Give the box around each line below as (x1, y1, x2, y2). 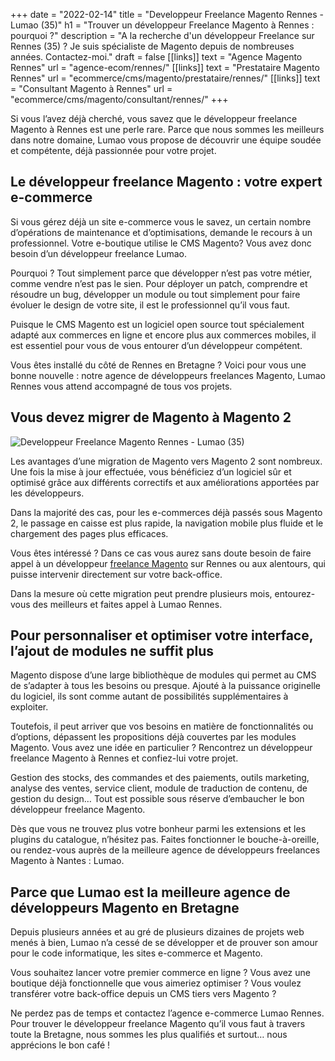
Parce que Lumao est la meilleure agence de (10, 884, 291, 901)
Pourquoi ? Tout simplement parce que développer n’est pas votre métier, (10, 267, 313, 279)
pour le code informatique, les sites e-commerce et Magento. (10, 947, 263, 959)
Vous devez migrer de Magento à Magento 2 (10, 409, 292, 426)
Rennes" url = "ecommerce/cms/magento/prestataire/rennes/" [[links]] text (10, 72, 321, 84)
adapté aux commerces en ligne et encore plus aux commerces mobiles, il (10, 329, 317, 341)
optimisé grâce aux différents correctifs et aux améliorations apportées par (10, 476, 320, 488)
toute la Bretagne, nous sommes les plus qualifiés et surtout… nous (10, 1029, 288, 1041)
